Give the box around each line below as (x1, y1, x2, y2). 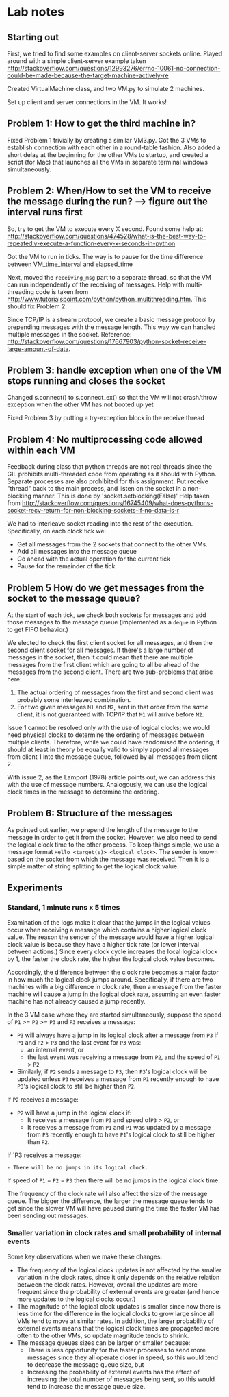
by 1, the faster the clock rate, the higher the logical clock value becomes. (7, 954, 215, 963)
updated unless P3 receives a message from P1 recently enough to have (16, 1074, 219, 1083)
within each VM (7, 444, 75, 456)
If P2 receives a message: (7, 1095, 79, 1104)
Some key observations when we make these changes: (7, 1252, 163, 1261)
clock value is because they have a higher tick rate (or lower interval (7, 940, 200, 948)
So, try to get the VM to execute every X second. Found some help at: (7, 224, 204, 233)
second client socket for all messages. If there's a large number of (7, 646, 193, 655)
